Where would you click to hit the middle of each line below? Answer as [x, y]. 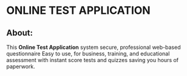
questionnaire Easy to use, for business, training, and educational [88, 54]
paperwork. [21, 66]
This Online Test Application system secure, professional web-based [93, 47]
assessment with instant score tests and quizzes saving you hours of [93, 60]
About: [20, 33]
